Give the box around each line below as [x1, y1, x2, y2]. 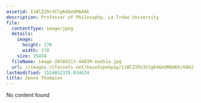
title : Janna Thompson [6, 75, 63, 81]
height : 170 [22, 42, 52, 48]
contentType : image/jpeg [11, 25, 74, 32]
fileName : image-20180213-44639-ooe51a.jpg [11, 58, 121, 64]
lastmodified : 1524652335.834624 [6, 70, 90, 76]
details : [11, 31, 33, 37]
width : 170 [22, 48, 50, 54]
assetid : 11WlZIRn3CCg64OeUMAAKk [6, 8, 90, 15]
